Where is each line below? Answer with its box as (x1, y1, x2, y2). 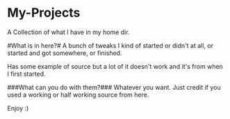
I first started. (7, 70, 47, 78)
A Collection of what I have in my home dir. (7, 28, 130, 36)
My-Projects (7, 5, 81, 21)
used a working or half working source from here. (7, 90, 149, 99)
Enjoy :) (7, 104, 29, 112)
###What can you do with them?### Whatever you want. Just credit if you (7, 83, 221, 91)
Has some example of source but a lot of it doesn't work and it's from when (7, 62, 224, 70)
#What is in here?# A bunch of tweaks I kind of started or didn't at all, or (7, 41, 214, 49)
